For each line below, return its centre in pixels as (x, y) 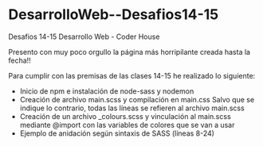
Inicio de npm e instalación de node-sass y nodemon (107, 91)
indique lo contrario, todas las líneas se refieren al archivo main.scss (132, 108)
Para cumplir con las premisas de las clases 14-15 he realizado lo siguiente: (132, 75)
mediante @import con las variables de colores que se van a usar (127, 125)
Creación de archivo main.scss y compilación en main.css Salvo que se (137, 99)
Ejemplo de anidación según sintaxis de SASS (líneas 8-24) (117, 133)
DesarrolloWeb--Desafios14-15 (114, 15)
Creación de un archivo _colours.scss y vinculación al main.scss (125, 116)
